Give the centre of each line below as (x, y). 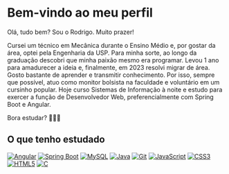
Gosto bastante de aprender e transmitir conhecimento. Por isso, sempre (111, 75)
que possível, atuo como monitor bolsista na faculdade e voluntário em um (113, 82)
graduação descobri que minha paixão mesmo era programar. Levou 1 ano (113, 60)
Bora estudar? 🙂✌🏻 (34, 118)
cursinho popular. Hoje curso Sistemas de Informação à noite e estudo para (115, 89)
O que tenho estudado (56, 140)
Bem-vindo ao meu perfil (80, 13)
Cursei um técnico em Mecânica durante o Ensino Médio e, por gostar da (111, 45)
